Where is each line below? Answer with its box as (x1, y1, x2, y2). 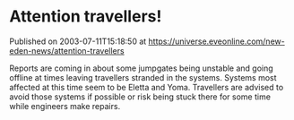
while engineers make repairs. (9, 100, 121, 111)
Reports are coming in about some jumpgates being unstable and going (9, 63, 273, 73)
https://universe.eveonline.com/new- (148, 36, 285, 47)
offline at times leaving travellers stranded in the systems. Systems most (9, 72, 277, 82)
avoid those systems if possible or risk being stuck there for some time (9, 91, 272, 102)
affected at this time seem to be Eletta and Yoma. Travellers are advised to (9, 81, 284, 92)
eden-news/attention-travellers (9, 45, 125, 56)
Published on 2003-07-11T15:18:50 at (9, 36, 147, 47)
